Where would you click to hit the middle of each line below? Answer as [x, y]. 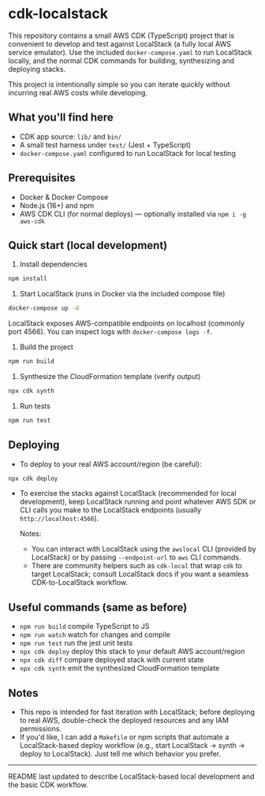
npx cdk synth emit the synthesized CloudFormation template [119, 668]
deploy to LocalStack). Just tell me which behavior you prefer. [120, 754]
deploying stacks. [37, 69]
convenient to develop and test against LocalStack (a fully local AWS [119, 43]
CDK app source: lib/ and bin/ [71, 136]
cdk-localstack [58, 14]
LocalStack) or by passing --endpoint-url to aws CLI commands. [136, 557]
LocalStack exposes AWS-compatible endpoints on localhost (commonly [127, 323]
